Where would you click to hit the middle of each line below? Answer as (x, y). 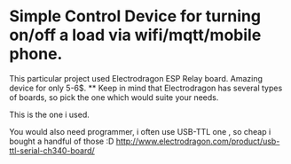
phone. (36, 54)
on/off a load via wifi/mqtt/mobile (135, 35)
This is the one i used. (50, 114)
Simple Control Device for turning (135, 16)
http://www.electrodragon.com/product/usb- (198, 141)
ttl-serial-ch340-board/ (52, 150)
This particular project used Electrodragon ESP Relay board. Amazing (136, 78)
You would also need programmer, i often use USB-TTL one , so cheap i (140, 131)
